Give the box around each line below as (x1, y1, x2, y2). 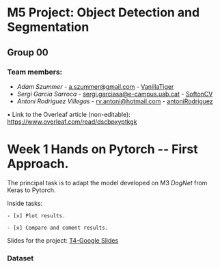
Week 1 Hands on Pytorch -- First (7, 142, 198, 157)
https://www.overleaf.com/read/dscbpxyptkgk (7, 118, 137, 126)
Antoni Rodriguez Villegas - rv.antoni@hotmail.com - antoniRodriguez (16, 97, 213, 105)
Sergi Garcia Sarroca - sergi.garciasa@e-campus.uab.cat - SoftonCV (16, 90, 213, 98)
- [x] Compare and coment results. (7, 224, 109, 231)
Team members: (7, 67, 63, 77)
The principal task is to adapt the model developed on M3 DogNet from (7, 178, 208, 187)
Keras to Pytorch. (7, 186, 56, 194)
